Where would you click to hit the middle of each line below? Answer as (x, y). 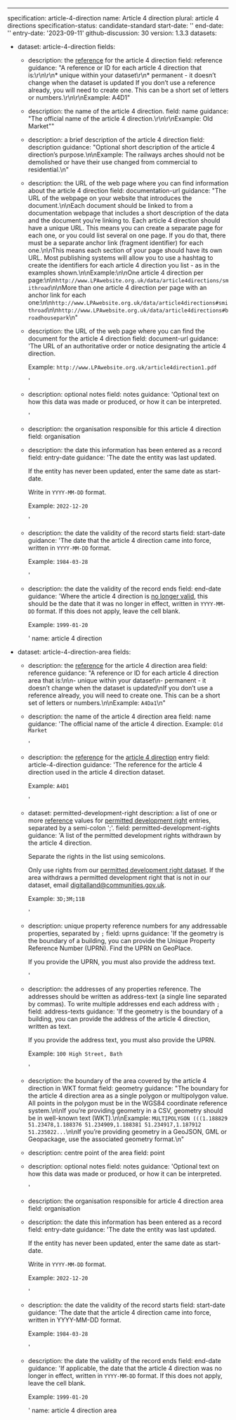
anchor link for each (57, 295)
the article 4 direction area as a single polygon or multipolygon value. (128, 1096)
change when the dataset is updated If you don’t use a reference (122, 83)
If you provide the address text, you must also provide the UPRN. (122, 1040)
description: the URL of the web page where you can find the (116, 331)
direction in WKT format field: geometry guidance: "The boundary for (128, 1088)
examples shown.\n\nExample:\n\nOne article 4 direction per (116, 272)
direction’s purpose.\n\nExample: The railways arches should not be (126, 155)
